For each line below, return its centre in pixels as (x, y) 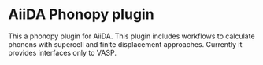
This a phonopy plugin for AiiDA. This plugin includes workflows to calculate (131, 36)
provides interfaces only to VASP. (62, 52)
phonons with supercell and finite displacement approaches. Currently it (125, 44)
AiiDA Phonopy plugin (81, 14)
